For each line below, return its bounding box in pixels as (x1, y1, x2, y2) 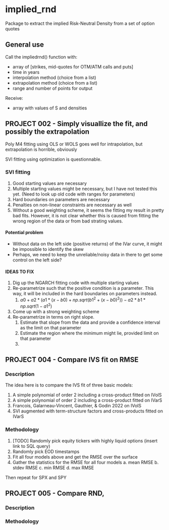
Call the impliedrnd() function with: (5, 54, 78, 60)
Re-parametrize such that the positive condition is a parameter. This (12, 285, 154, 291)
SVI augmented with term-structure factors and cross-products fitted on (12, 408, 163, 414)
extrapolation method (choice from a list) (12, 80, 97, 86)
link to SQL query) (12, 443, 50, 449)
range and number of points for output (12, 85, 93, 91)
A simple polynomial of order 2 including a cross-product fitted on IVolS (12, 392, 162, 398)
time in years (12, 69, 40, 75)
